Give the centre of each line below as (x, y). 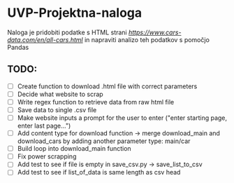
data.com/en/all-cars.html (45, 39)
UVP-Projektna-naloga (75, 13)
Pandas (18, 47)
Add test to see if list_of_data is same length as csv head (99, 172)
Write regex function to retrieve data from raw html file (96, 102)
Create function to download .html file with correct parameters (107, 86)
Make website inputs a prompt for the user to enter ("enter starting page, (122, 118)
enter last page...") (44, 126)
